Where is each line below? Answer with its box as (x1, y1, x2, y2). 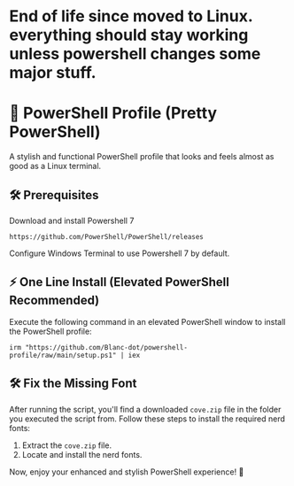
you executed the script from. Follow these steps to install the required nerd (9, 413, 286, 424)
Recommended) (9, 293, 100, 308)
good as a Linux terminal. (9, 161, 102, 172)
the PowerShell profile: (9, 326, 92, 336)
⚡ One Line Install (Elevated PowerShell (9, 274, 230, 289)
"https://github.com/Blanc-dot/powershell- (25, 343, 189, 351)
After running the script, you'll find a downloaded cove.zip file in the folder (9, 404, 282, 414)
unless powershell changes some (9, 44, 261, 64)
